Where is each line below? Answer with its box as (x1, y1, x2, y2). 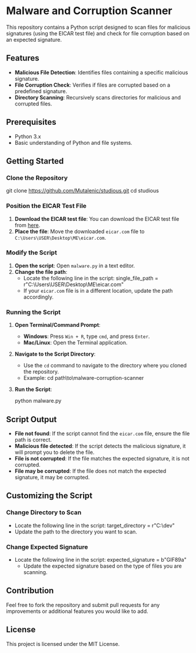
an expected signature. (6, 36, 62, 43)
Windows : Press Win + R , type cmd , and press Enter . (23, 333, 150, 340)
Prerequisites (6, 117, 57, 127)
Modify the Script (6, 248, 57, 257)
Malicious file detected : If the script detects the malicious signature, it (14, 442, 186, 449)
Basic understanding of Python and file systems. (14, 139, 132, 146)
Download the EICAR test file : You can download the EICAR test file (14, 215, 180, 222)
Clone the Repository (6, 174, 68, 182)
